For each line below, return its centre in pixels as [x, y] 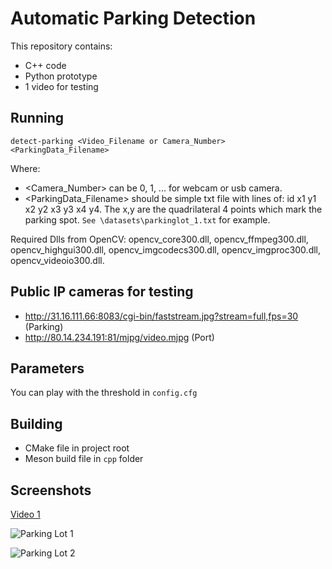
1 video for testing [61, 86]
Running [37, 118]
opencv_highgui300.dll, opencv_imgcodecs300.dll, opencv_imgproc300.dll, [166, 249]
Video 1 [25, 514]
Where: [25, 168]
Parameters [47, 368]
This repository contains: [61, 46]
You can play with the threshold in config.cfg [104, 393]
